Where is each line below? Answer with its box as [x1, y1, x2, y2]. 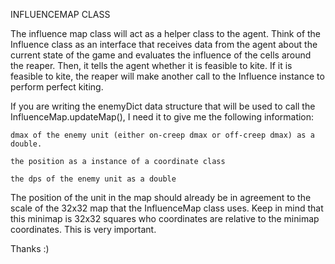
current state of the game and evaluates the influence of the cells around [10, 49, 312, 61]
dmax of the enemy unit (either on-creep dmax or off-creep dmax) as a [10, 130, 315, 140]
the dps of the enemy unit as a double [10, 174, 177, 184]
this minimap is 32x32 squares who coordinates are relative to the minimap [10, 213, 320, 224]
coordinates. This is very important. [10, 224, 157, 235]
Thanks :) [10, 243, 50, 254]
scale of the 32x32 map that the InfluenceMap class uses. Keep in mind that [10, 202, 324, 214]
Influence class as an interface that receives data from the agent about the [10, 39, 318, 50]
